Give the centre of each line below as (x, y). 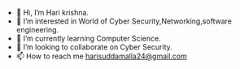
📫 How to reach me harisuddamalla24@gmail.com (101, 56)
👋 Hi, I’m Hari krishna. (52, 13)
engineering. (37, 30)
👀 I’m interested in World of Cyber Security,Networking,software (124, 21)
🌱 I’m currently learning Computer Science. (88, 38)
